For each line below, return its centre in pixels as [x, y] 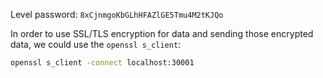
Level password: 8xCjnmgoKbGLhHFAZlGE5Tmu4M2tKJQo [117, 14]
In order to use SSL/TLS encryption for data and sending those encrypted [162, 33]
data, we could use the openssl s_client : [96, 44]
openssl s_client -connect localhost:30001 [102, 63]
